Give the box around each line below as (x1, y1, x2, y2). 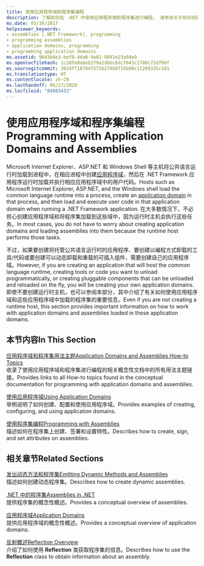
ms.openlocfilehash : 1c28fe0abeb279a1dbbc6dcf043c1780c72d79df (6, 60, 170, 66)
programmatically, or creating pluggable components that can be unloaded (6, 274, 194, 282)
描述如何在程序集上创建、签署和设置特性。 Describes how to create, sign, (6, 428, 189, 435)
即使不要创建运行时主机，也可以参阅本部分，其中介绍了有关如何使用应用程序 (6, 288, 198, 295)
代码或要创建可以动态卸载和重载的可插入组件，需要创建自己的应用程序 (13, 253, 189, 261)
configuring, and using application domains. (6, 407, 117, 415)
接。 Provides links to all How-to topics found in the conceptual (6, 373, 163, 381)
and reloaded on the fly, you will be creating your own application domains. (6, 281, 194, 288)
